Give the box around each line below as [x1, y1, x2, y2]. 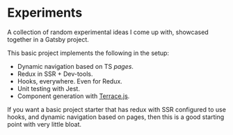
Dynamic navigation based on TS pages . [17, 62, 134, 70]
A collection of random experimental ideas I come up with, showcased [7, 28, 209, 36]
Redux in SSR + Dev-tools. [17, 70, 93, 78]
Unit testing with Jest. [17, 84, 80, 93]
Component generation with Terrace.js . [17, 92, 130, 100]
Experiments [7, 5, 83, 21]
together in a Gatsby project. [7, 35, 89, 43]
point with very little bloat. [7, 120, 82, 128]
